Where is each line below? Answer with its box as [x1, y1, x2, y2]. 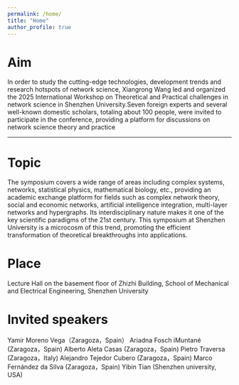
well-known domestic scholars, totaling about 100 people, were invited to [7, 108, 222, 116]
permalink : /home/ [7, 10, 62, 18]
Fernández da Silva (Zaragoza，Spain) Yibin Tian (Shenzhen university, [7, 363, 217, 372]
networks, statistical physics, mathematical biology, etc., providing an [7, 185, 211, 194]
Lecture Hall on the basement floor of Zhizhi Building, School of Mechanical [7, 279, 229, 288]
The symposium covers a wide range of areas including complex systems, [7, 178, 225, 187]
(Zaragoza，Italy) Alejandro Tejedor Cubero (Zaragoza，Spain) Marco [7, 354, 213, 362]
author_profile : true [7, 23, 72, 31]
